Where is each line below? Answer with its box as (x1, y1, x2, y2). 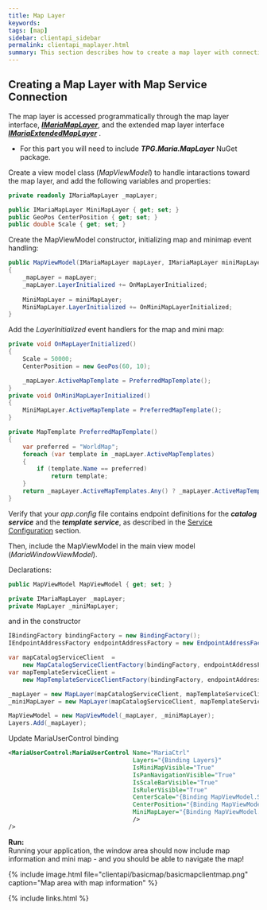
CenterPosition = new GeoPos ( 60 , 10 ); (22, 362, 151, 370)
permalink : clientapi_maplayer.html (8, 41, 130, 49)
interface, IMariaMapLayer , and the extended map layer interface (8, 120, 225, 130)
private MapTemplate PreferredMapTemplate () (8, 428, 158, 436)
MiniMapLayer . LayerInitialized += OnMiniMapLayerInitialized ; (22, 303, 233, 311)
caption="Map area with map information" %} (8, 877, 158, 887)
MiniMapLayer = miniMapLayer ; (22, 296, 123, 304)
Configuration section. (8, 525, 82, 535)
